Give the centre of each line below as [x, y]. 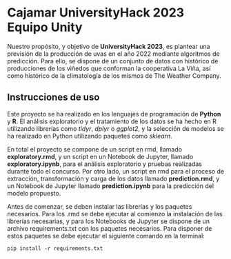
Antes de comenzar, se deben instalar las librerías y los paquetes [100, 206]
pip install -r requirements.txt [55, 248]
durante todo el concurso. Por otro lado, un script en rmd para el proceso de [116, 171]
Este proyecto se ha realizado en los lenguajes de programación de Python [114, 114]
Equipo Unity [45, 27]
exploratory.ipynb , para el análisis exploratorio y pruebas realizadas [104, 164]
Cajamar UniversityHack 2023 [96, 13]
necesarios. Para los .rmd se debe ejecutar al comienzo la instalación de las [115, 214]
